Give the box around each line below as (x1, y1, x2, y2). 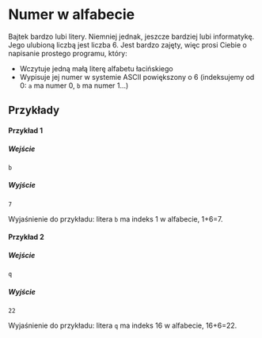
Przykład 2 (8, 232, 45, 242)
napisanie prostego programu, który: (8, 48, 128, 58)
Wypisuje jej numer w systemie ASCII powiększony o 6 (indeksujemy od (19, 72, 255, 82)
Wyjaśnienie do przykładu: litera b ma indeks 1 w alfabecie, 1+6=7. (8, 214, 223, 223)
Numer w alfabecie (8, 6, 135, 24)
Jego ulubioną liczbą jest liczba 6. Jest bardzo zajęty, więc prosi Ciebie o (8, 40, 247, 49)
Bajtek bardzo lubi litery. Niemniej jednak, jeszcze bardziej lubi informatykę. (8, 32, 255, 41)
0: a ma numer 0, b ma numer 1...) (19, 81, 129, 90)
